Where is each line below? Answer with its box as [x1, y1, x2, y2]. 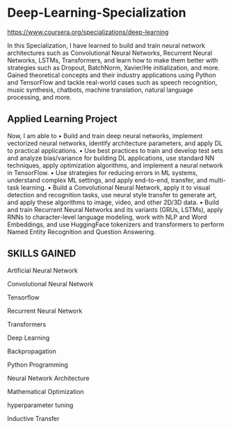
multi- [209, 176, 226, 184]
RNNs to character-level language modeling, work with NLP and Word [7, 213, 207, 221]
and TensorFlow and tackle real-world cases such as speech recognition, [7, 78, 218, 86]
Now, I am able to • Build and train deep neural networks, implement [7, 131, 203, 140]
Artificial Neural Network [7, 266, 78, 274]
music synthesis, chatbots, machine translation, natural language [7, 85, 193, 94]
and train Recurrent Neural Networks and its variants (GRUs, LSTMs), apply [7, 205, 223, 213]
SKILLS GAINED [7, 248, 77, 260]
